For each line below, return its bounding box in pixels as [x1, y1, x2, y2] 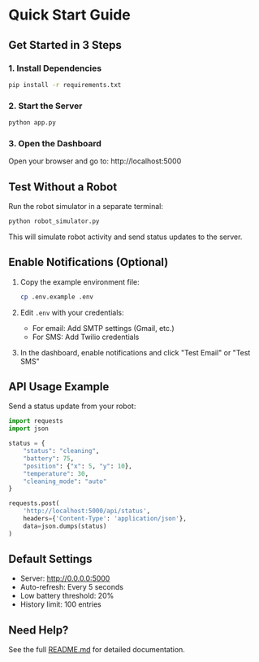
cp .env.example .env [19, 293, 93, 301]
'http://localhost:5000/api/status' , [23, 507, 151, 516]
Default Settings [8, 552, 93, 566]
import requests [8, 417, 63, 425]
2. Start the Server [8, 100, 83, 111]
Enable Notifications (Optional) [8, 255, 169, 269]
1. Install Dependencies [8, 63, 102, 74]
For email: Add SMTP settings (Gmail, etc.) [32, 323, 175, 333]
